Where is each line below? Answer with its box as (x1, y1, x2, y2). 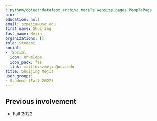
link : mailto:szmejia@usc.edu (10, 64, 74, 69)
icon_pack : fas (10, 59, 42, 65)
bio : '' (5, 12, 22, 17)
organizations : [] (5, 36, 44, 41)
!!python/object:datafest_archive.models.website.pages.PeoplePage (5, 7, 152, 13)
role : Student (5, 41, 36, 46)
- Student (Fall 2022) (5, 78, 54, 83)
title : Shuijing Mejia (5, 69, 54, 74)
